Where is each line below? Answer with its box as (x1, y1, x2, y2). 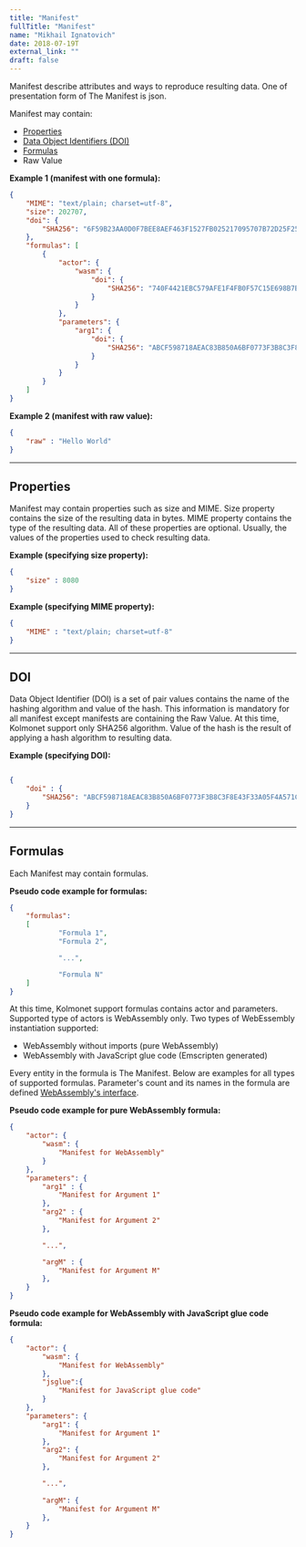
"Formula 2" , (57, 937, 107, 946)
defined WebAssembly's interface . (9, 1087, 139, 1098)
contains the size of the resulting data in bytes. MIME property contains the (9, 513, 292, 524)
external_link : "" (9, 47, 79, 57)
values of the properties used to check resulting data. (9, 532, 211, 543)
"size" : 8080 (25, 576, 79, 585)
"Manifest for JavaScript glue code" (57, 1386, 202, 1395)
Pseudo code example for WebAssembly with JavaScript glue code (9, 1308, 269, 1319)
